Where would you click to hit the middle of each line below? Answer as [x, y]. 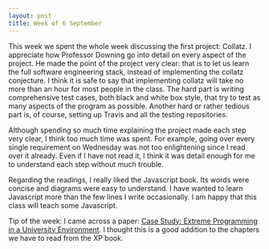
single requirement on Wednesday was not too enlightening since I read [127, 147]
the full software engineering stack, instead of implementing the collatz [126, 71]
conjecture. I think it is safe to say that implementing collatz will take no [126, 80]
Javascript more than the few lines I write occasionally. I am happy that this [132, 197]
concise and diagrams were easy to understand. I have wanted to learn [126, 188]
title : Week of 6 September [55, 23]
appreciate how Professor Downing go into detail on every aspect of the [127, 55]
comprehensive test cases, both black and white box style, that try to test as [134, 97]
